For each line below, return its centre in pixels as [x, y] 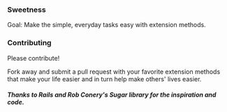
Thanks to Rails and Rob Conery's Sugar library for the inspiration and [112, 95]
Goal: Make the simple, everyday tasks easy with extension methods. [107, 25]
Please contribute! [34, 58]
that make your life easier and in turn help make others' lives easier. [104, 79]
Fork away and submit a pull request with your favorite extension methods [114, 72]
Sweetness [27, 10]
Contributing [29, 43]
